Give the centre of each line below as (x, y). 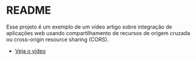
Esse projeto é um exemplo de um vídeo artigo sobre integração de (89, 27)
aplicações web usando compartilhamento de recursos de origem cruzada (98, 33)
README (29, 10)
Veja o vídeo (30, 50)
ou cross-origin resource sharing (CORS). (58, 39)
